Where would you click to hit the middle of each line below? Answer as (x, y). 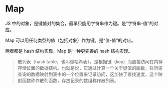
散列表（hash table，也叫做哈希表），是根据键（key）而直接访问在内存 (90, 61)
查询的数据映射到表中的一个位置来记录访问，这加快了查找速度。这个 (88, 74)
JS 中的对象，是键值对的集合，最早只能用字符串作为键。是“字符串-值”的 (79, 23)
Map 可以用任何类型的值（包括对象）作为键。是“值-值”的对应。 (70, 40)
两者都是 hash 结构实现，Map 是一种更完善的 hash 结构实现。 (69, 51)
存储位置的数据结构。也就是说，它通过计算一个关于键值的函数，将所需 (90, 68)
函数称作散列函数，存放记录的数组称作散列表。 (70, 80)
